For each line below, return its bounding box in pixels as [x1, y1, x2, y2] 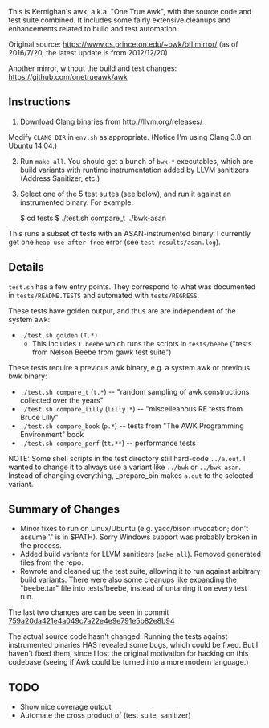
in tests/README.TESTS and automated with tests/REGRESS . [8, 290, 200, 300]
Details [8, 260, 44, 274]
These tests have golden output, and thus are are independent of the [8, 305, 236, 316]
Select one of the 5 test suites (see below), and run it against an [19, 189, 231, 198]
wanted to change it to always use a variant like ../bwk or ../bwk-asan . [8, 462, 242, 472]
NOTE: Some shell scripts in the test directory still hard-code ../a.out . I [8, 453, 246, 463]
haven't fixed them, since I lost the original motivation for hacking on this [8, 648, 249, 658]
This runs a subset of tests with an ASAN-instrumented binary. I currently [8, 228, 251, 238]
